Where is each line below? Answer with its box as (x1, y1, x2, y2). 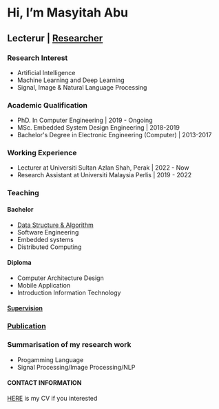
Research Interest (7, 53, 68, 63)
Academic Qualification (7, 100, 88, 110)
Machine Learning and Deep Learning (17, 76, 125, 84)
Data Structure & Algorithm (17, 221, 94, 229)
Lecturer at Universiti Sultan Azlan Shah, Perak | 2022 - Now (17, 163, 189, 172)
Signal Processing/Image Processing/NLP (17, 363, 136, 371)
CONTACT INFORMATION (7, 379, 82, 387)
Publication (7, 321, 46, 331)
